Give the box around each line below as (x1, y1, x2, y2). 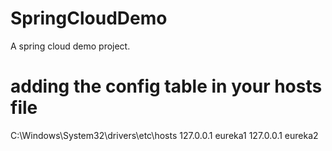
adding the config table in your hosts (10, 75, 323, 98)
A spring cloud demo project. (10, 40, 131, 52)
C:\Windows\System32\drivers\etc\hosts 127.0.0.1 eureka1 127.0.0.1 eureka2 (10, 129, 319, 141)
